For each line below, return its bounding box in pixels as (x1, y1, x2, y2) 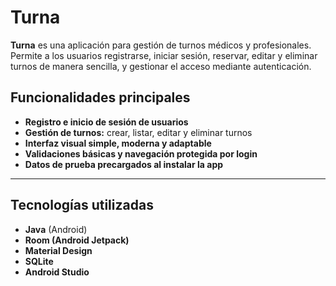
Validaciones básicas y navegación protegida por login (24, 147, 258, 160)
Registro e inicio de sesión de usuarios (24, 116, 189, 128)
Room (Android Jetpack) (24, 234, 130, 246)
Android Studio (24, 266, 90, 278)
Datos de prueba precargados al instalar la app (24, 158, 224, 170)
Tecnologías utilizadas (10, 197, 154, 214)
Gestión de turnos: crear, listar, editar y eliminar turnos (24, 126, 253, 138)
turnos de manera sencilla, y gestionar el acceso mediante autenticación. (10, 60, 312, 72)
